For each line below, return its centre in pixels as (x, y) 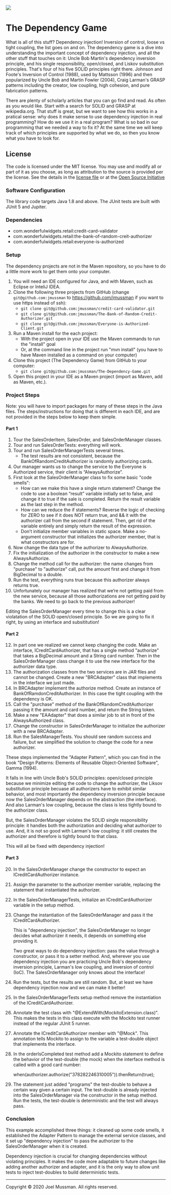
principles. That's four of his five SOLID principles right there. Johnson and (84, 69)
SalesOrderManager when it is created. (47, 1146)
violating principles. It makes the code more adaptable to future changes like (86, 1161)
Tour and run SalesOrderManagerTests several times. (69, 451)
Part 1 (12, 428)
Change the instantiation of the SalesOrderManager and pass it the (83, 915)
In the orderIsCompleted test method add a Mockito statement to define (88, 1054)
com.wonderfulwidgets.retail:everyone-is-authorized (68, 242)
